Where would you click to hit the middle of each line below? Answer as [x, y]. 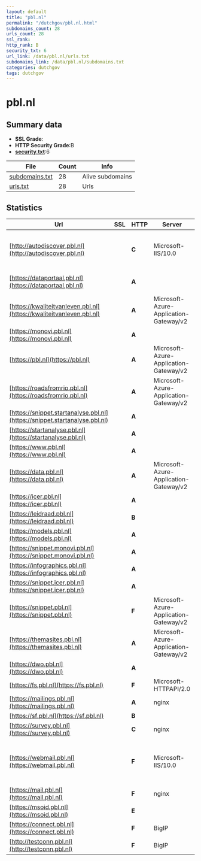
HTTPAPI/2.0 [172, 689]
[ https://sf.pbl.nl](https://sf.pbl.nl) [57, 716]
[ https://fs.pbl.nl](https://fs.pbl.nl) [56, 685]
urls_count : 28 [25, 34]
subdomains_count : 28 [33, 28]
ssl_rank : [19, 40]
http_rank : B [22, 46]
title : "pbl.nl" [26, 17]
